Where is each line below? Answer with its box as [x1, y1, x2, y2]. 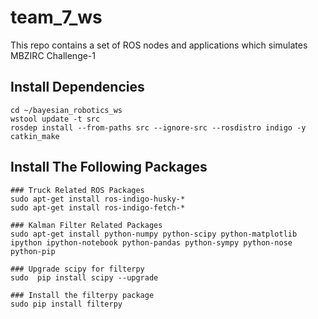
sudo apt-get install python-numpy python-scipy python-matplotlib [10, 229, 298, 239]
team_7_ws [10, 6, 103, 29]
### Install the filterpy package [10, 290, 155, 300]
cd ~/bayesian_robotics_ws [10, 105, 123, 115]
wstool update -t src [10, 114, 101, 124]
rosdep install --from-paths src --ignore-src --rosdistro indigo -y [10, 122, 307, 133]
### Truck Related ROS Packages [10, 185, 145, 195]
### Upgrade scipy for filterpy [10, 264, 145, 274]
